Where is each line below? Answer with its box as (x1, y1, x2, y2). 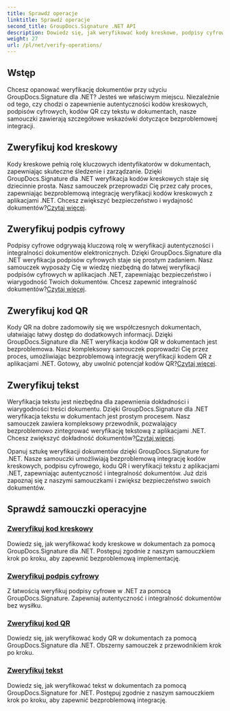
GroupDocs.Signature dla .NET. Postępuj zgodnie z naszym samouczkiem (7, 547, 216, 555)
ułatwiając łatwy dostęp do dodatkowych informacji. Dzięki (7, 330, 173, 339)
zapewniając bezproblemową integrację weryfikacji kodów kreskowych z (7, 189, 214, 197)
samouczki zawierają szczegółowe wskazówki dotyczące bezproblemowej (7, 114, 218, 123)
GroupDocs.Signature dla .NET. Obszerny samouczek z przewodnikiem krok (7, 641, 222, 649)
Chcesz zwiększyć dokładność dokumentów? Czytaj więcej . (7, 434, 176, 442)
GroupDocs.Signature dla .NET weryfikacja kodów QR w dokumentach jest (7, 338, 218, 346)
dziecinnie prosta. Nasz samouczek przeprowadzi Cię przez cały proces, (7, 182, 213, 190)
